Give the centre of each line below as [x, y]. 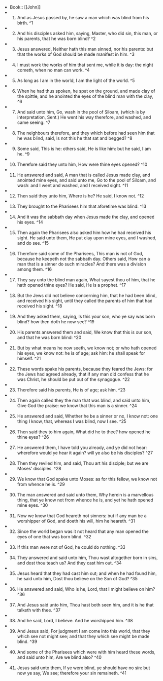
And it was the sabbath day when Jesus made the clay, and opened [86, 217]
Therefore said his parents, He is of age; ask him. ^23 [71, 390]
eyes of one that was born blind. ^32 [54, 537]
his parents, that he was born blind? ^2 [56, 38]
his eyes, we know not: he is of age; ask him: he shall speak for [81, 353]
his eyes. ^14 [30, 222]
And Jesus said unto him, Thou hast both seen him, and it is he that [85, 605]
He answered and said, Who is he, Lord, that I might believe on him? [86, 589]
